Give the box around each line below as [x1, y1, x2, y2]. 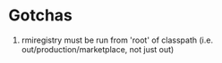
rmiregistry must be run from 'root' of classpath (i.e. [21, 35, 214, 45]
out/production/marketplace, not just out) [21, 43, 175, 54]
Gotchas [8, 5, 73, 26]
